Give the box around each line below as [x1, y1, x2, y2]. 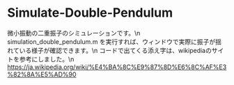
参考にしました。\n [19, 54, 75, 63]
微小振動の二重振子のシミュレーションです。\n [7, 29, 141, 37]
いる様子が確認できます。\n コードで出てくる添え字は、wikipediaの [19, 46, 212, 54]
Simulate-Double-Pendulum [7, 5, 173, 21]
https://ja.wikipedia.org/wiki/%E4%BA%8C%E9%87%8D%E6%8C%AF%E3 [7, 63, 227, 71]
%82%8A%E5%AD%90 [7, 70, 77, 78]
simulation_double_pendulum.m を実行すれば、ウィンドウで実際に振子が [7, 37, 216, 46]
